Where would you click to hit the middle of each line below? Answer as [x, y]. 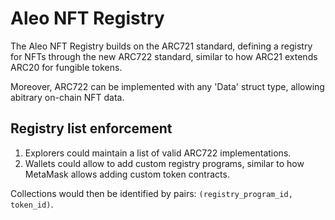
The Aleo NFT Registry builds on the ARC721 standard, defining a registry [161, 46]
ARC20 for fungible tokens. [66, 67]
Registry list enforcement [91, 128]
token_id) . [32, 204]
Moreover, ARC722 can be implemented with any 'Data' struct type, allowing [167, 86]
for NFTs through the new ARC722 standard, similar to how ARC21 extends [164, 56]
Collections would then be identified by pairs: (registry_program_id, [151, 193]
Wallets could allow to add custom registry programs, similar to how [164, 163]
